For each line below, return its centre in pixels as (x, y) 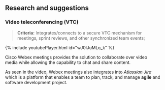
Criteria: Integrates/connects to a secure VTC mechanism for (79, 33)
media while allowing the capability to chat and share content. (68, 62)
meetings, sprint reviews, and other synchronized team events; (81, 38)
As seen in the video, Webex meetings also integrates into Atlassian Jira (78, 72)
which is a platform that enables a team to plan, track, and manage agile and (83, 77)
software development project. (36, 82)
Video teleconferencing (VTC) (42, 22)
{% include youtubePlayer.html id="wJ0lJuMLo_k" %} (60, 47)
